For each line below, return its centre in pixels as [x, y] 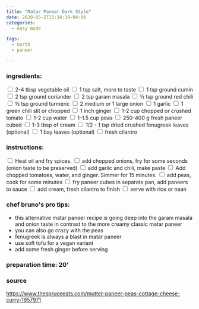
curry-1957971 [24, 299]
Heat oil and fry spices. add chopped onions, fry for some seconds [101, 161]
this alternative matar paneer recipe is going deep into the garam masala [104, 217]
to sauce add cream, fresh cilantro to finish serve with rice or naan [97, 189]
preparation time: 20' [38, 264]
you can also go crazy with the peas [59, 230]
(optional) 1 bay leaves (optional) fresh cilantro [72, 132]
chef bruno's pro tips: [38, 204]
